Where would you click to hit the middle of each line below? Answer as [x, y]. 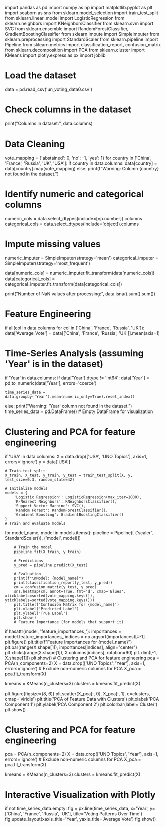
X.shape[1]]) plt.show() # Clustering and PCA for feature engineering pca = [82, 658]
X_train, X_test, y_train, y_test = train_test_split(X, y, [69, 475]
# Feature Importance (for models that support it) [69, 622]
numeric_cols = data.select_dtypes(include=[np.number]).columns [74, 218]
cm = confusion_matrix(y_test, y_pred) [56, 587]
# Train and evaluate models [35, 523]
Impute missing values [53, 244]
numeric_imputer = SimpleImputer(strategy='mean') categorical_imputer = [82, 258]
